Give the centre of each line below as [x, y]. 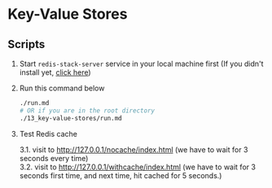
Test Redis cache [48, 133]
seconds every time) [54, 158]
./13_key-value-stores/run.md [71, 118]
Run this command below [62, 88]
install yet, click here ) [55, 72]
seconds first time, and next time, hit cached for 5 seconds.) [121, 175]
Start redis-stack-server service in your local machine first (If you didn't [141, 63]
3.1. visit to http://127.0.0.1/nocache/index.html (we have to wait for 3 [134, 149]
